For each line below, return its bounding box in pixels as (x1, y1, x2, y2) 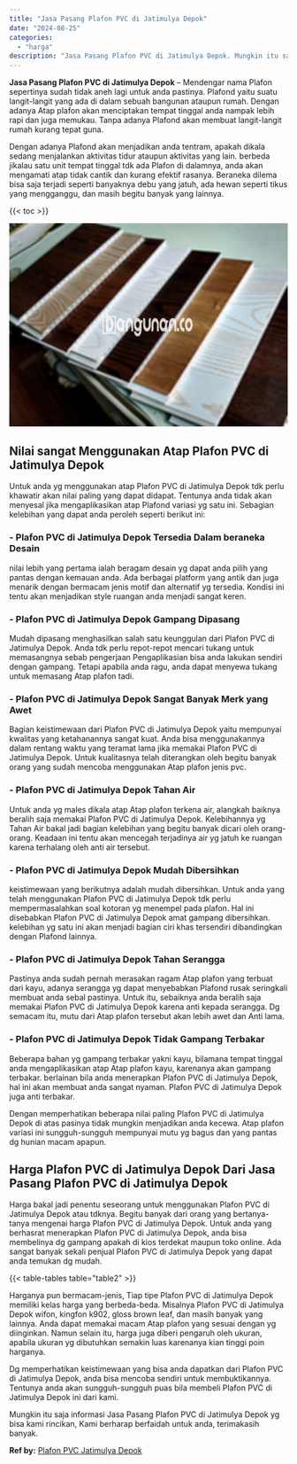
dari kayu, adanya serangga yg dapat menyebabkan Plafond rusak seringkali (9, 983, 288, 993)
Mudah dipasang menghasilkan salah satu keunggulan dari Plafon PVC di (9, 634, 276, 644)
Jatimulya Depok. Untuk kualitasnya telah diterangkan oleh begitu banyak (9, 752, 277, 763)
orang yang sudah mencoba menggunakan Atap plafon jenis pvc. (9, 762, 247, 773)
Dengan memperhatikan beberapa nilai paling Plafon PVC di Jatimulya (9, 1108, 264, 1118)
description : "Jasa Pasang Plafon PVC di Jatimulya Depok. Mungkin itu (9, 51, 278, 61)
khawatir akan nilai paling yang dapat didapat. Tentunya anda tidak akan (9, 490, 272, 501)
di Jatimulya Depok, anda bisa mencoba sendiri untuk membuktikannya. (9, 1374, 271, 1384)
